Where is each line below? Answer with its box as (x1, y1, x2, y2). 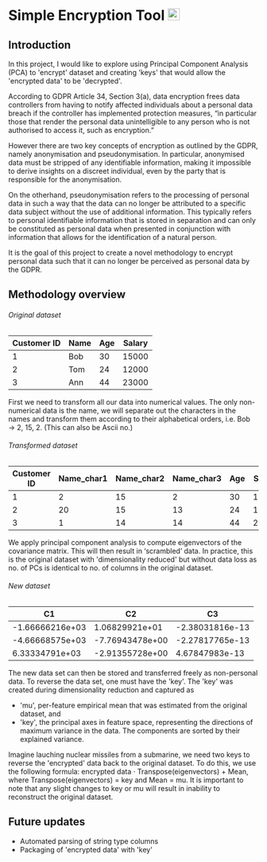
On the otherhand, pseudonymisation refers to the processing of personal (8, 190, 250, 199)
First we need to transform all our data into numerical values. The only (8, 397, 238, 406)
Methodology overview (8, 288, 126, 301)
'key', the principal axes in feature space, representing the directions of (19, 718, 253, 727)
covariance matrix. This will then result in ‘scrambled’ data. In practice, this (8, 546, 253, 555)
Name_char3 (172, 472, 222, 484)
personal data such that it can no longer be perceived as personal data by (8, 257, 250, 265)
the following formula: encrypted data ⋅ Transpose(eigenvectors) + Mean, (8, 767, 249, 776)
